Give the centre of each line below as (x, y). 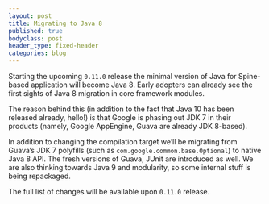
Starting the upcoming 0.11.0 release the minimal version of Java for (122, 76)
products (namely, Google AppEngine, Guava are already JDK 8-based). (128, 126)
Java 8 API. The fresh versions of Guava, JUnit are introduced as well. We (131, 159)
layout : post (30, 16)
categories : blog (37, 53)
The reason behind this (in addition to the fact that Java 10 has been (121, 109)
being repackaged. (39, 176)
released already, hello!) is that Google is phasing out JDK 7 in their (120, 117)
